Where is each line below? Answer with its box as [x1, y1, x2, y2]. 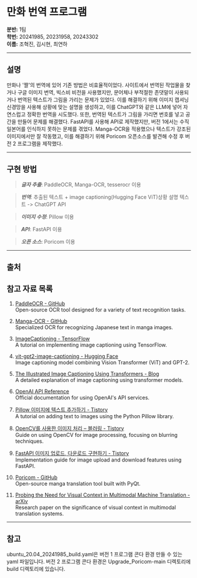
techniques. [15, 437, 44, 444]
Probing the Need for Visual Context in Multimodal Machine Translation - [15, 491, 191, 498]
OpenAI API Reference [15, 388, 70, 395]
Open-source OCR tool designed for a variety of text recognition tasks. [15, 306, 186, 313]
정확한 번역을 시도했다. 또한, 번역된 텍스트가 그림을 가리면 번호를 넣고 [26, 111, 185, 118]
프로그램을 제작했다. [17, 140, 63, 147]
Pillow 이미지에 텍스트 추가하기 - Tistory [15, 406, 108, 413]
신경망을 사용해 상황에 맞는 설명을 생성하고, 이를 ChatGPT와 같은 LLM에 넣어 [6, 103, 182, 110]
